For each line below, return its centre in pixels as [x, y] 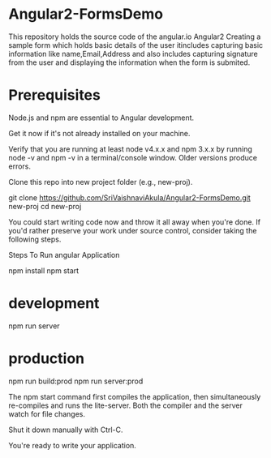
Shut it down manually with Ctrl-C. [66, 430]
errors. [19, 166]
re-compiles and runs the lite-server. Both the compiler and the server [126, 405]
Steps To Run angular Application [64, 255]
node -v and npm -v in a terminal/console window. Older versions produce [133, 157]
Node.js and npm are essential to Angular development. [101, 118]
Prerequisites [55, 95]
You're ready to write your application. [72, 445]
